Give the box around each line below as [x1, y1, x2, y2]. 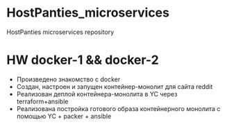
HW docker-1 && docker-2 [6, 52, 159, 68]
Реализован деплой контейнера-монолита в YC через [16, 90, 178, 98]
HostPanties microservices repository [6, 28, 115, 36]
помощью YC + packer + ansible [16, 112, 112, 120]
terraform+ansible [16, 97, 69, 105]
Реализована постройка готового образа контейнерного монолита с [16, 104, 221, 112]
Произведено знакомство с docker [16, 75, 121, 83]
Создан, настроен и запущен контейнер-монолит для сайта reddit [16, 82, 213, 91]
